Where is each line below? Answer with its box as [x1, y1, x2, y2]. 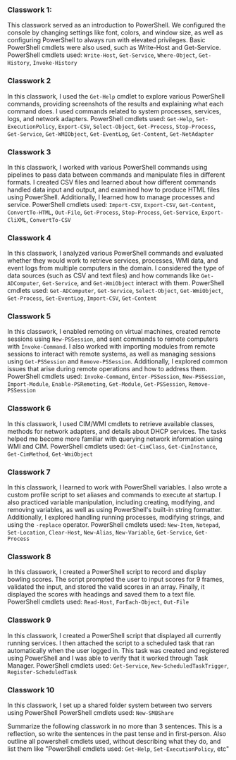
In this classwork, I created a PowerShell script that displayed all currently [7, 631, 222, 640]
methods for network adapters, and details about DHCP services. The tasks [7, 427, 227, 435]
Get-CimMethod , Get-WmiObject [7, 449, 94, 458]
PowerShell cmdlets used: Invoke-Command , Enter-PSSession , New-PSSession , [7, 372, 226, 381]
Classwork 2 [7, 76, 51, 86]
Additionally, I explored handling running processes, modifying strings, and [7, 513, 225, 522]
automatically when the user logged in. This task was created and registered [7, 646, 230, 654]
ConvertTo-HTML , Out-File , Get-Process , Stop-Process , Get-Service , [7, 208, 200, 216]
